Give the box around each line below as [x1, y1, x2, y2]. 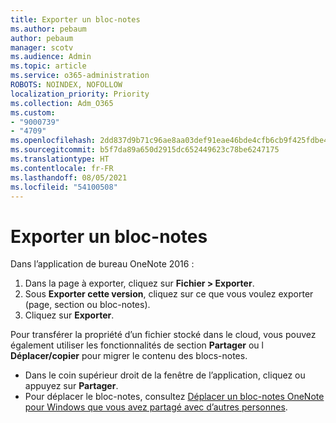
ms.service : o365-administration [10, 71, 150, 81]
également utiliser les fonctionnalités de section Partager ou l [10, 339, 264, 351]
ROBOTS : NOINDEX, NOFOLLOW [10, 80, 123, 90]
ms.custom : [10, 107, 56, 118]
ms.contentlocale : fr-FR [10, 163, 114, 173]
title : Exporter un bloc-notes [10, 14, 141, 25]
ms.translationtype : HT [10, 154, 110, 164]
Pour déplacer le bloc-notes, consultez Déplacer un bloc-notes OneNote [24, 391, 325, 403]
